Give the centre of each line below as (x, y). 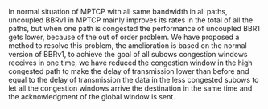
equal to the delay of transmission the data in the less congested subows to (134, 80)
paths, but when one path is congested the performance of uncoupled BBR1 (134, 28)
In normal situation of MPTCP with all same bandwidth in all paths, (118, 12)
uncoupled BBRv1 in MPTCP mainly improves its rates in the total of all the (131, 20)
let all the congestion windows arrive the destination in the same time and (130, 88)
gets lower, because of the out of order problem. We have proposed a (124, 37)
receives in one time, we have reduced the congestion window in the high (130, 63)
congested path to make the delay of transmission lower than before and (129, 71)
